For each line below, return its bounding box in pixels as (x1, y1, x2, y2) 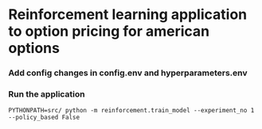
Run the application (8, 89, 85, 100)
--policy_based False (8, 113, 80, 122)
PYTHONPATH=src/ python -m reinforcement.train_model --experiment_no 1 (8, 107, 255, 115)
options (8, 40, 60, 57)
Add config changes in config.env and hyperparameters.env (8, 67, 248, 78)
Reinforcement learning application (8, 6, 248, 24)
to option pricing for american (8, 22, 210, 40)
